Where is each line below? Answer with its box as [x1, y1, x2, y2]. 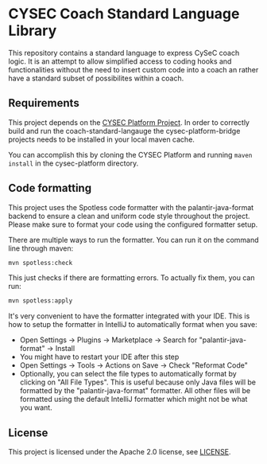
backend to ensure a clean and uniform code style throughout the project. [8, 211, 250, 220]
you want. [19, 403, 53, 412]
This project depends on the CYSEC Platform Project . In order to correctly [8, 117, 250, 127]
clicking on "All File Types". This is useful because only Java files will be [19, 377, 257, 387]
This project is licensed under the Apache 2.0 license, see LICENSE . [8, 447, 231, 457]
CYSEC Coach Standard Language [8, 5, 240, 23]
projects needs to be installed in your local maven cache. [8, 135, 195, 144]
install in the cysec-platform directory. [8, 158, 139, 168]
